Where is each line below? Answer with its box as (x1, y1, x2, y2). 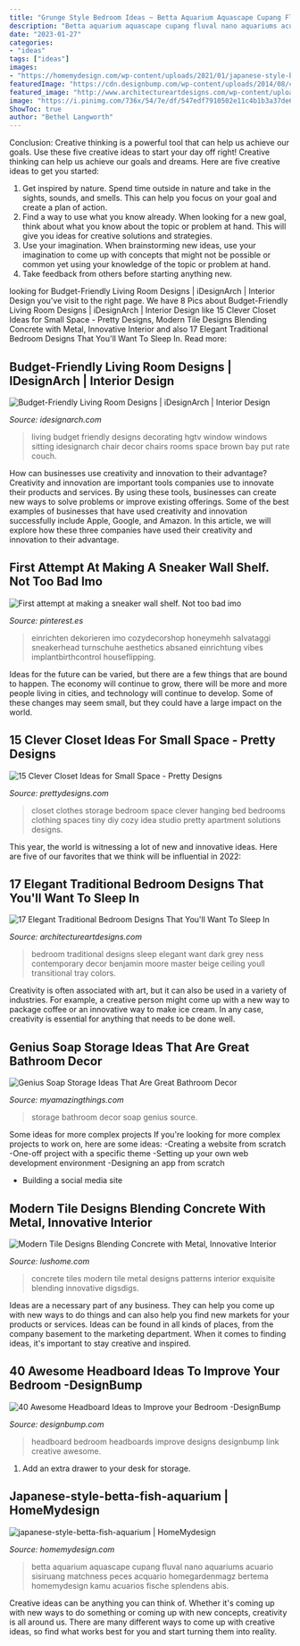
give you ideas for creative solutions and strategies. (21, 231, 212, 241)
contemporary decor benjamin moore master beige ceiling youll (30, 958, 265, 970)
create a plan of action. (21, 202, 108, 213)
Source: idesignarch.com (9, 414, 103, 424)
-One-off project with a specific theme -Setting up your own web (9, 1148, 249, 1159)
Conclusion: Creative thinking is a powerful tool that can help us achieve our (9, 138, 290, 148)
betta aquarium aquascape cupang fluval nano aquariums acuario (30, 1561, 274, 1572)
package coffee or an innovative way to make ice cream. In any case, (9, 1004, 264, 1015)
